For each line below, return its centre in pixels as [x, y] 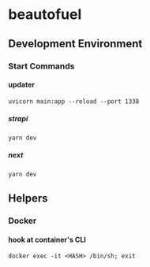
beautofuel [45, 15]
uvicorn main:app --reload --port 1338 [74, 101]
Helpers [28, 198]
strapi [18, 119]
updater [22, 85]
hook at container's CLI [47, 239]
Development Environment [75, 44]
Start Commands [41, 66]
